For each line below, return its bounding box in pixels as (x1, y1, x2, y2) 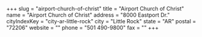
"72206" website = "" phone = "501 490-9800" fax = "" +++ (6, 24, 159, 31)
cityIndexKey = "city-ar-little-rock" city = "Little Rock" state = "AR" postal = (6, 18, 196, 24)
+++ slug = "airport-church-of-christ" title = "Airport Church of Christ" (6, 5, 184, 12)
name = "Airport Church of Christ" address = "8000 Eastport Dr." (6, 11, 170, 18)
